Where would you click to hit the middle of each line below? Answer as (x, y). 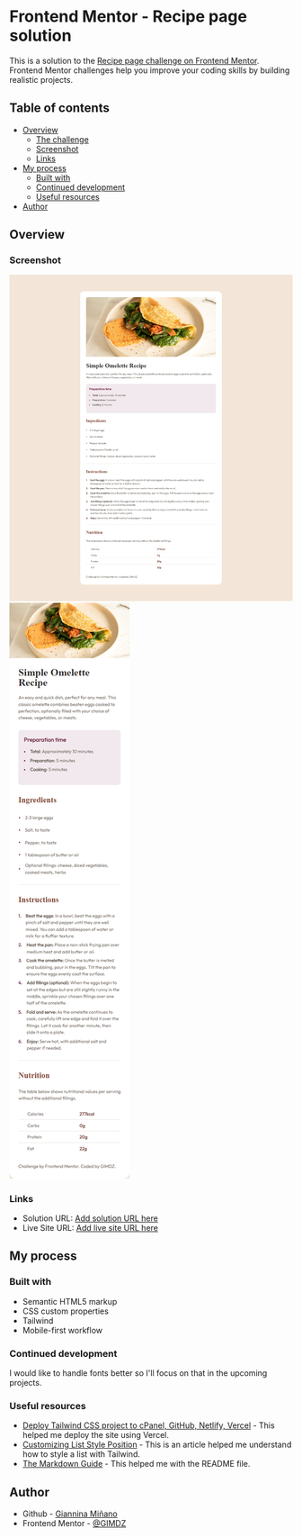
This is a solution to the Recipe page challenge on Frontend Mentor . (134, 60)
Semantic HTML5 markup (70, 1301)
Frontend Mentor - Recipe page (128, 17)
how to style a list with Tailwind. (81, 1454)
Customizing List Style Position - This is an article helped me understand (157, 1445)
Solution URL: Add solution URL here (90, 1218)
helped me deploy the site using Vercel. (95, 1435)
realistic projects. (41, 79)
